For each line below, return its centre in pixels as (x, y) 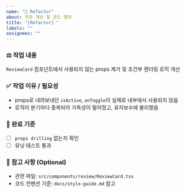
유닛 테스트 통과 (33, 146)
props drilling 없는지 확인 (47, 138)
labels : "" (19, 28)
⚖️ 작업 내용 (22, 55)
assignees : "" (24, 34)
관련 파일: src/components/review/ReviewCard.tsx (74, 176)
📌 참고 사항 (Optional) (36, 162)
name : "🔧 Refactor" (30, 12)
